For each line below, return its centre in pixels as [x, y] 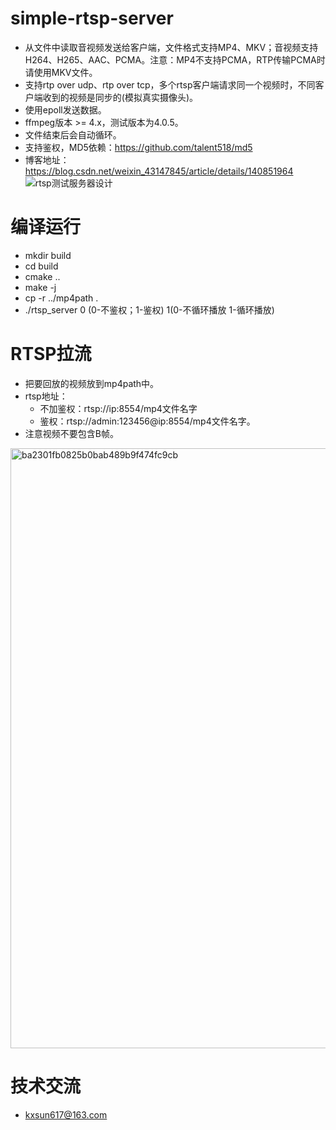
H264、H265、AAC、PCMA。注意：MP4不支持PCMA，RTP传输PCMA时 [175, 59]
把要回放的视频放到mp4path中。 [92, 383]
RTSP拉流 [51, 354]
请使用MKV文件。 [61, 72]
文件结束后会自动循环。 [73, 134]
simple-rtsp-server [92, 18]
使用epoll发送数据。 [65, 109]
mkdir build [48, 255]
